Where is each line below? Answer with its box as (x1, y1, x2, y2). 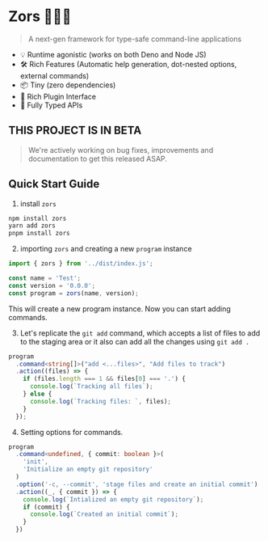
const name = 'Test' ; (8, 274, 82, 282)
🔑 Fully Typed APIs (19, 100, 83, 110)
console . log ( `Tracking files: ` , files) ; (29, 397, 172, 405)
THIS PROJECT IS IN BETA (8, 124, 142, 137)
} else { (23, 390, 52, 399)
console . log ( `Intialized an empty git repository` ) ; (23, 495, 204, 504)
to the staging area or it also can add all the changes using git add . (19, 336, 250, 346)
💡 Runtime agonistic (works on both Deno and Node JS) (19, 49, 207, 59)
